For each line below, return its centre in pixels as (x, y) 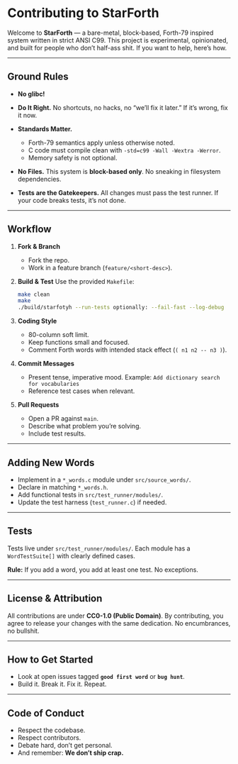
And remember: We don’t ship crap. (70, 753)
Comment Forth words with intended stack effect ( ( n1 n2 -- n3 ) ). (127, 350)
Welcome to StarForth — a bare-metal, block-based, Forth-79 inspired (110, 33)
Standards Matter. (45, 128)
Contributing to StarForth (83, 13)
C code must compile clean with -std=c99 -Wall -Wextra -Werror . (124, 150)
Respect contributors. (49, 738)
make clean (34, 294)
